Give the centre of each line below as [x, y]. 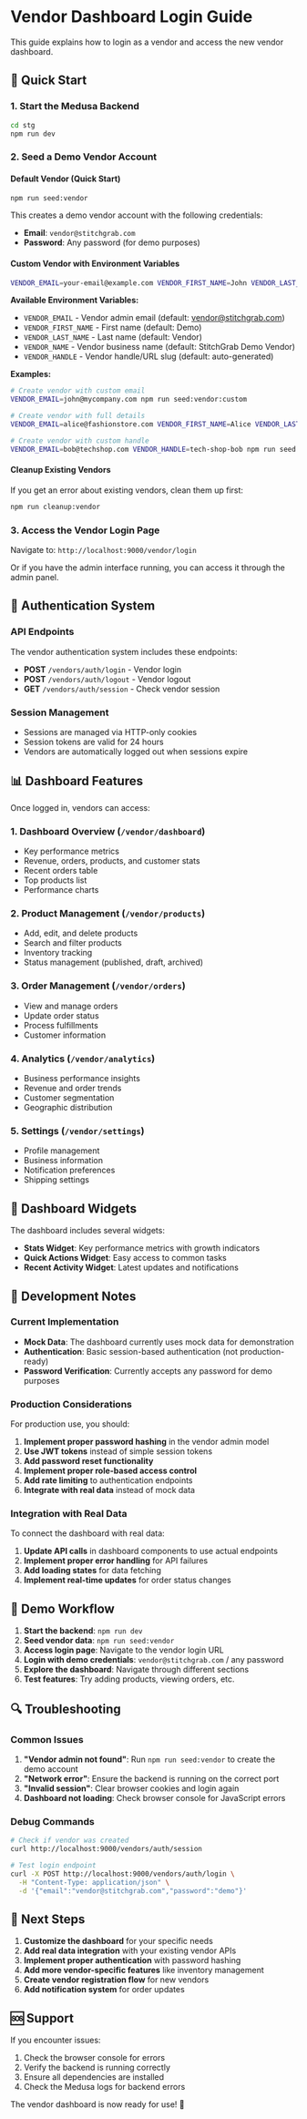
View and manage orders [71, 1006]
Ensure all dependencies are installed [94, 2077]
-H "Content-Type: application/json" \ [94, 1882]
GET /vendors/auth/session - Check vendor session [122, 689]
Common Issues [47, 1739]
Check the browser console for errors [94, 2058]
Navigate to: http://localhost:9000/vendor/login [103, 550]
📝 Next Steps [48, 1919]
